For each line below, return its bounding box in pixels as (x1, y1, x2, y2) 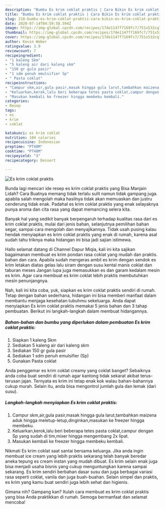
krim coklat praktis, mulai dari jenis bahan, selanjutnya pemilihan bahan (5, 221, 149, 227)
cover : (5, 35, 19, 40)
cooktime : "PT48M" (5, 149, 43, 154)
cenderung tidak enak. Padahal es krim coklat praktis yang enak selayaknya (5, 201, 159, 207)
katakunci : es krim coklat (5, 130, 60, 135)
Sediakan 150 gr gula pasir (12, 348, 66, 353)
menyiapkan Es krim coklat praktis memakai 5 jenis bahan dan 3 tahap (5, 303, 147, 309)
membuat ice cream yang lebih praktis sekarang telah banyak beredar (5, 453, 147, 459)
